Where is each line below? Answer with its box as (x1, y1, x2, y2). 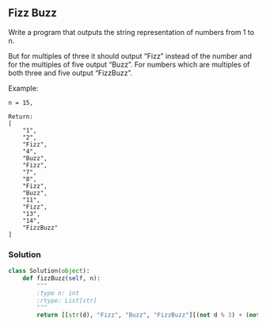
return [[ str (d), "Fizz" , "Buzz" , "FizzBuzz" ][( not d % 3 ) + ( (36, 311, 249, 320)
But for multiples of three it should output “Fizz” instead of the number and (8, 51, 252, 60)
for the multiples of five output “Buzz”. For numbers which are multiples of (8, 59, 251, 69)
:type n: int (36, 289, 80, 297)
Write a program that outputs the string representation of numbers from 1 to (8, 27, 255, 36)
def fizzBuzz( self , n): (22, 274, 101, 282)
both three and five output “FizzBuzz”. (8, 67, 133, 78)
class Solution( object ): (8, 267, 90, 275)
